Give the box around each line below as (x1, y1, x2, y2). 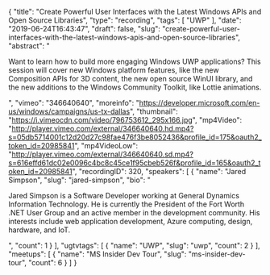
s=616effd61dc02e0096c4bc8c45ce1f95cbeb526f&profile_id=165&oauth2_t (8, 158, 261, 168)
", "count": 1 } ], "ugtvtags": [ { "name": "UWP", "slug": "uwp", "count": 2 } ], (8, 241, 260, 250)
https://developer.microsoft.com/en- (139, 98, 260, 107)
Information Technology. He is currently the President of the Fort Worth (8, 199, 245, 209)
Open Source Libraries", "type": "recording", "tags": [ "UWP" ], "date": (8, 15, 242, 25)
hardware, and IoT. (8, 225, 71, 235)
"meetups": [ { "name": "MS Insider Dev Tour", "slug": (8, 249, 187, 259)
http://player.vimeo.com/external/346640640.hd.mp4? (11, 124, 194, 133)
